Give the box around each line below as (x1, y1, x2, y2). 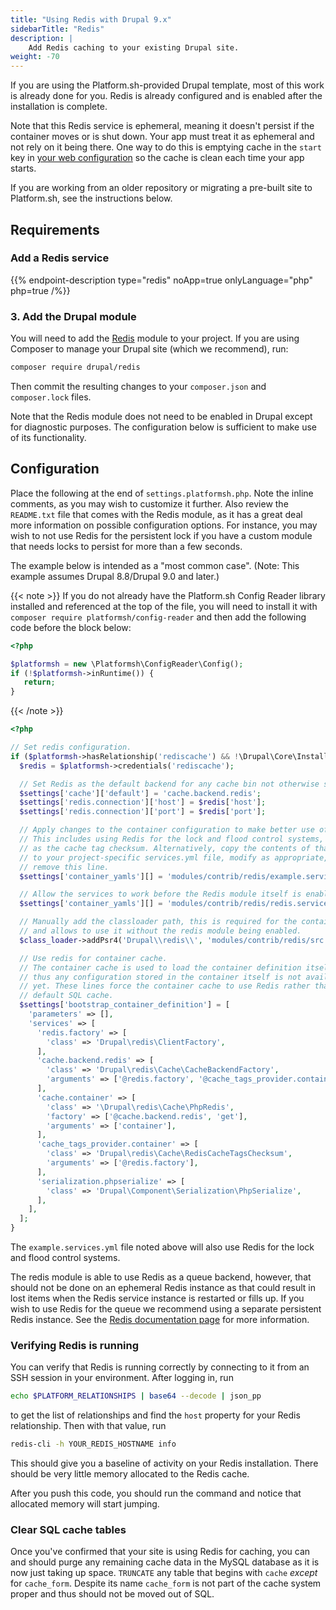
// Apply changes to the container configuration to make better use (19, 825, 315, 835)
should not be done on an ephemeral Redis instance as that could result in (10, 1282, 316, 1294)
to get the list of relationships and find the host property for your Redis (10, 1409, 301, 1421)
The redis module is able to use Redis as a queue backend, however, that (10, 1271, 312, 1283)
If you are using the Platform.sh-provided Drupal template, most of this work (10, 79, 325, 91)
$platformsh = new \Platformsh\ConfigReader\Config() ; (10, 659, 244, 669)
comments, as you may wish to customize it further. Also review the (10, 497, 289, 510)
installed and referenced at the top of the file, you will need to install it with (10, 600, 318, 612)
